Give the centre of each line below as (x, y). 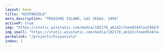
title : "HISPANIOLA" (26, 14)
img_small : (16, 32)
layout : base (18, 9)
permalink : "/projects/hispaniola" (41, 37)
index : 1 (14, 41)
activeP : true (20, 23)
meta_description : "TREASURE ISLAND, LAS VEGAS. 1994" (62, 18)
